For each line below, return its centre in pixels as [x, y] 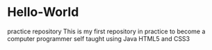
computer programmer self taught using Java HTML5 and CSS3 [98, 38]
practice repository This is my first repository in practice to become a [106, 31]
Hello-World [43, 12]
